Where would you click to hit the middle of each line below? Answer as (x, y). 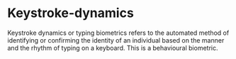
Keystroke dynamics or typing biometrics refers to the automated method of (118, 33)
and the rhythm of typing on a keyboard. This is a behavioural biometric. (113, 48)
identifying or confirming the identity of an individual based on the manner (116, 40)
